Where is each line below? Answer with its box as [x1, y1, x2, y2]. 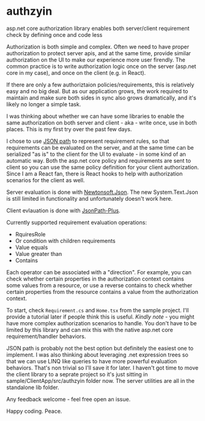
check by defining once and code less [6, 31, 103, 38]
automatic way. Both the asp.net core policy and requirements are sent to [6, 156, 192, 164]
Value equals [15, 244, 48, 251]
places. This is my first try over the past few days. [6, 125, 132, 133]
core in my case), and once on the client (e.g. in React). [6, 69, 146, 76]
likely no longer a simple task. [6, 100, 81, 108]
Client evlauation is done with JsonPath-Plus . [6, 207, 121, 214]
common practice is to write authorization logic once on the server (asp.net [6, 63, 196, 70]
